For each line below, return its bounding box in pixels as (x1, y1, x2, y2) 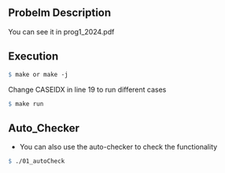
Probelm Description (8, 6, 112, 20)
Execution (8, 50, 59, 63)
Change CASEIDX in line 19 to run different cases (8, 85, 167, 94)
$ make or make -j (8, 70, 68, 78)
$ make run (8, 99, 44, 108)
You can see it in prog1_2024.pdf (8, 27, 115, 36)
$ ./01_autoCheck (8, 157, 65, 165)
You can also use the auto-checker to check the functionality (19, 142, 218, 152)
